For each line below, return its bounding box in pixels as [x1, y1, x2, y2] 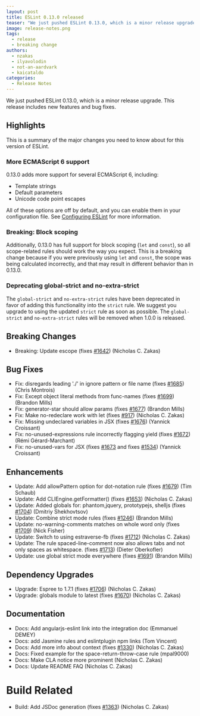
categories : [6, 75, 36, 81]
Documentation [6, 609, 65, 619]
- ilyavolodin [11, 58, 46, 64]
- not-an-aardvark [11, 64, 58, 70]
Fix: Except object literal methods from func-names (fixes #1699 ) [14, 393, 174, 400]
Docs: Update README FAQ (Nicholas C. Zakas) [14, 662, 133, 670]
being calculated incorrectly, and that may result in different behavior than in [6, 260, 193, 268]
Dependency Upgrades [6, 570, 94, 580]
